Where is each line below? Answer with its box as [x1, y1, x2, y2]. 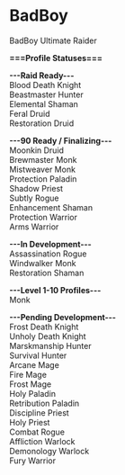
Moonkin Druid [9, 145, 65, 156]
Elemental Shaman [9, 98, 79, 109]
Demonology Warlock [9, 445, 90, 456]
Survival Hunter [9, 350, 67, 361]
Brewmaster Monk [9, 154, 77, 165]
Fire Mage [9, 369, 48, 380]
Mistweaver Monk [9, 164, 76, 175]
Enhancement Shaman [9, 202, 93, 212]
